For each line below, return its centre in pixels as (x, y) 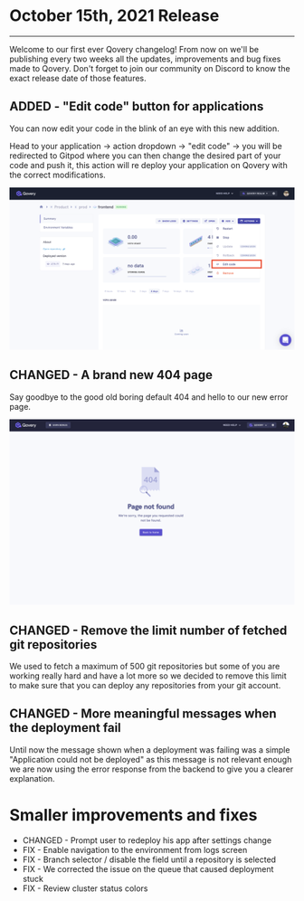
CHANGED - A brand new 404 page (111, 375)
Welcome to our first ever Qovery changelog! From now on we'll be (134, 49)
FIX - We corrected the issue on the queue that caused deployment (148, 868)
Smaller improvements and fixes (133, 816)
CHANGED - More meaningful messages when (143, 714)
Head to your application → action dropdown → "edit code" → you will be (146, 146)
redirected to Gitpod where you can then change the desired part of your (145, 156)
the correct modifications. (57, 175)
